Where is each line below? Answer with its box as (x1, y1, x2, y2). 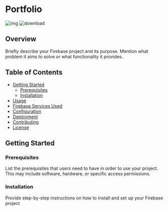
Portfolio (5, 4, 42, 15)
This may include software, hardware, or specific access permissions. (5, 171, 151, 177)
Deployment (12, 113, 38, 119)
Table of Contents (5, 68, 63, 77)
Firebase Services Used (12, 103, 63, 109)
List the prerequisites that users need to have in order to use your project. (5, 165, 158, 172)
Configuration (12, 108, 41, 114)
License (12, 124, 29, 130)
